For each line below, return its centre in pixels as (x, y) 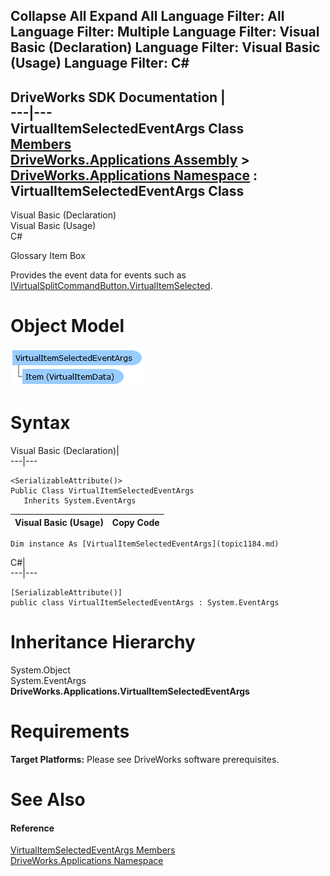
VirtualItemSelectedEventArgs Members (93, 850)
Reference (32, 828)
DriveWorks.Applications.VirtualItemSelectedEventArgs (130, 691)
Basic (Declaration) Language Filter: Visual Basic (165, 47)
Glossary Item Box (48, 256)
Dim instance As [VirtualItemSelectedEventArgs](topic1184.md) (145, 544)
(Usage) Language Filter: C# (100, 63)
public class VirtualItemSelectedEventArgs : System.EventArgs (145, 603)
